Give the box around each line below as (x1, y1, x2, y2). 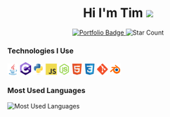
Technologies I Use (7, 46, 74, 56)
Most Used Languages (7, 86, 86, 96)
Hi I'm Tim (83, 5, 143, 21)
